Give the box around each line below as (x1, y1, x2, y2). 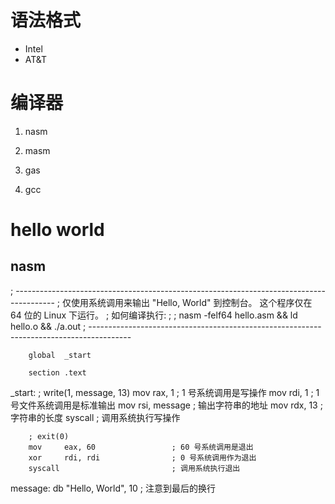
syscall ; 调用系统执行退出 (28, 463, 241, 473)
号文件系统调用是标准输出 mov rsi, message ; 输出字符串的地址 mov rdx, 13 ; (10, 399, 323, 411)
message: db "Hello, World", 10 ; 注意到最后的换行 (10, 482, 217, 494)
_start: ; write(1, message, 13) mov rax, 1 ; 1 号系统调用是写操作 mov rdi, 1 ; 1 (10, 386, 320, 398)
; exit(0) (28, 431, 70, 441)
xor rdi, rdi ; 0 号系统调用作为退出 (28, 452, 257, 463)
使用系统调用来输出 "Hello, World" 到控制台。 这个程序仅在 (70, 296, 313, 308)
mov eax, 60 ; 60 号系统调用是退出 (28, 442, 254, 452)
